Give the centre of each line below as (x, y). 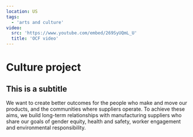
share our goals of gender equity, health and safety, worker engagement (94, 121)
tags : (13, 17)
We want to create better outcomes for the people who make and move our (97, 103)
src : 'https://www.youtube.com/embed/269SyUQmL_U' (74, 33)
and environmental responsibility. (46, 128)
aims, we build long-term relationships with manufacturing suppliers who (94, 115)
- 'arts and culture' (38, 22)
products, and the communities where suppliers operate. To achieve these (96, 109)
